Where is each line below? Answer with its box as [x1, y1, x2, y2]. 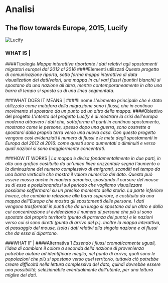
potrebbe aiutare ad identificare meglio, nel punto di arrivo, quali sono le [5, 251, 155, 257]
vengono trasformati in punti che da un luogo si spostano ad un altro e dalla [5, 203, 163, 209]
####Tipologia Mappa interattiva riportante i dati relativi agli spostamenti [5, 61, 157, 67]
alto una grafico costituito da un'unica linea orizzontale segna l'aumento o [5, 161, 160, 167]
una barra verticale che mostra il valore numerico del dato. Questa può [5, 171, 153, 177]
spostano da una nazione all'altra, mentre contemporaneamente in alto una [5, 82, 162, 89]
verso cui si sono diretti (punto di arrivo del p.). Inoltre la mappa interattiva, [5, 220, 161, 226]
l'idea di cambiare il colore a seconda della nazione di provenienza [5, 245, 144, 251]
